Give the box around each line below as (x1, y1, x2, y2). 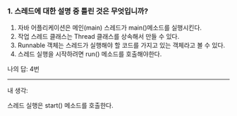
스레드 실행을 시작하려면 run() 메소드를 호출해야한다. (17, 50, 162, 58)
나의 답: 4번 (7, 65, 40, 73)
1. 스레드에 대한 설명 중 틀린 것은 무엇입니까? (7, 6, 149, 15)
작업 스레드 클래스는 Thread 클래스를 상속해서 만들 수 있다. (17, 32, 180, 41)
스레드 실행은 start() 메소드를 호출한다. (7, 101, 114, 110)
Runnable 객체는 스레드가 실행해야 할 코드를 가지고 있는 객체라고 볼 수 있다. (17, 41, 226, 50)
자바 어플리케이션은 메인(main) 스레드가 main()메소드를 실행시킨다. (17, 23, 202, 32)
